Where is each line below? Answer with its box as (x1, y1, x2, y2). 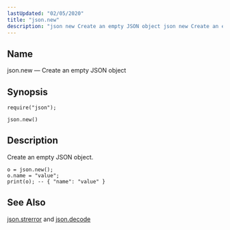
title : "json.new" (7, 16, 60, 23)
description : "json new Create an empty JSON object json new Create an (7, 23, 219, 29)
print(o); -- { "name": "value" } (7, 178, 106, 185)
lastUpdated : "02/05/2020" (7, 10, 84, 17)
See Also (7, 196, 46, 209)
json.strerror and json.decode (7, 215, 91, 223)
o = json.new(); (7, 166, 53, 173)
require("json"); (7, 104, 57, 111)
